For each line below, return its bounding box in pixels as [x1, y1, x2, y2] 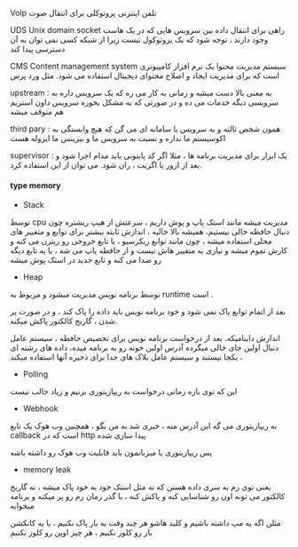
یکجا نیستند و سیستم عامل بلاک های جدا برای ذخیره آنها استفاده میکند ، [10, 352, 243, 362]
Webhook [22, 403, 59, 414]
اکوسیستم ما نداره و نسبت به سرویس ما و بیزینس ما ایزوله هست [10, 133, 226, 143]
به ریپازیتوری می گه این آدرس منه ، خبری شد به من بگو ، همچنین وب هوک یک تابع [10, 421, 278, 432]
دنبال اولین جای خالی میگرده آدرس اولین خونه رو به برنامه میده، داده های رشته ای [10, 342, 279, 353]
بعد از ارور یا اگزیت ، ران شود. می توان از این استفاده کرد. [10, 160, 202, 170]
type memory [10, 179, 61, 190]
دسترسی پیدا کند [10, 44, 66, 54]
